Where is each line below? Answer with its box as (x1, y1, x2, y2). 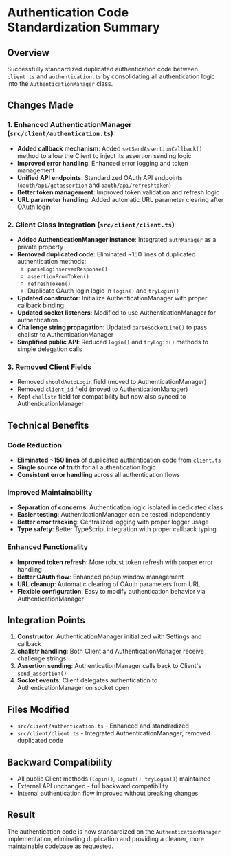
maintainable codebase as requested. (7, 842, 114, 850)
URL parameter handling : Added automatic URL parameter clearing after (16, 195, 224, 203)
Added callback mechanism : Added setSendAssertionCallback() (16, 144, 203, 153)
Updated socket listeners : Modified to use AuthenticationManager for (16, 308, 217, 317)
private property (16, 243, 64, 251)
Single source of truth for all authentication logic (16, 463, 156, 471)
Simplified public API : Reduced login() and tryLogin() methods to (16, 337, 209, 346)
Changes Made (7, 100, 74, 111)
